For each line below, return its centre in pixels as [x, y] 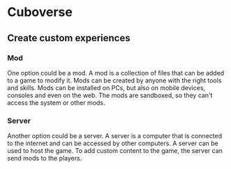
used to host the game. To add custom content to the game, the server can [115, 151]
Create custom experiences [69, 38]
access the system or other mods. [57, 103]
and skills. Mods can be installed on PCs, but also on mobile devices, [106, 87]
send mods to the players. [45, 159]
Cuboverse [40, 12]
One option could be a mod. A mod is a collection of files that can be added [116, 73]
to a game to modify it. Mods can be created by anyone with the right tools [114, 80]
